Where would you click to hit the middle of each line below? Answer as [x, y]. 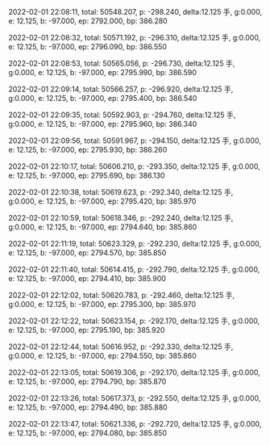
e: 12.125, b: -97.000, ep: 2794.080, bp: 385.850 [88, 433]
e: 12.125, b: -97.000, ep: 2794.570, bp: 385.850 [87, 252]
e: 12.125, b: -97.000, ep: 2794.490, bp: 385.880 [88, 407]
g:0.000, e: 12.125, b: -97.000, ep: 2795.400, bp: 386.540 [103, 98]
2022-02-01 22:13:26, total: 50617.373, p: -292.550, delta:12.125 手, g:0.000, [135, 398]
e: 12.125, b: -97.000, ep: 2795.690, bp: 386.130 [87, 175]
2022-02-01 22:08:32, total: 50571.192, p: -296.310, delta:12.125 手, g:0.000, [135, 38]
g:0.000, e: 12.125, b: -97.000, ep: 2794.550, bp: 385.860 [102, 356]
